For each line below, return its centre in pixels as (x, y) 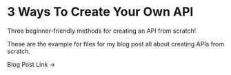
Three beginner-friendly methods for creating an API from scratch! (102, 31)
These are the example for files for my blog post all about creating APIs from (116, 44)
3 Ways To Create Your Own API (100, 12)
